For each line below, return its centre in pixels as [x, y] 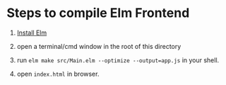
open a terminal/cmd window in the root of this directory [99, 46]
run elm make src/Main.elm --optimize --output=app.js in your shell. [118, 60]
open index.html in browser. [58, 74]
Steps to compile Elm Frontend [98, 13]
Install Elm [32, 33]
